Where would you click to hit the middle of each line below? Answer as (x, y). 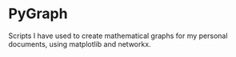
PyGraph (38, 14)
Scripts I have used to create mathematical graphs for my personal (118, 36)
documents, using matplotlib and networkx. (80, 44)
